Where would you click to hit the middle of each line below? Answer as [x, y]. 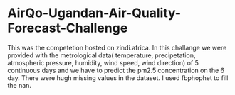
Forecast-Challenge [68, 28]
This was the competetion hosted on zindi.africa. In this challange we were [117, 47]
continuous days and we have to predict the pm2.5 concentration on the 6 [116, 70]
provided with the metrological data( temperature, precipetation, [101, 55]
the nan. [20, 85]
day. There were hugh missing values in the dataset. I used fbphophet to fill [118, 78]
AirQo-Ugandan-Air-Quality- [94, 13]
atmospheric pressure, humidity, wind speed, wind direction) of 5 [103, 62]
